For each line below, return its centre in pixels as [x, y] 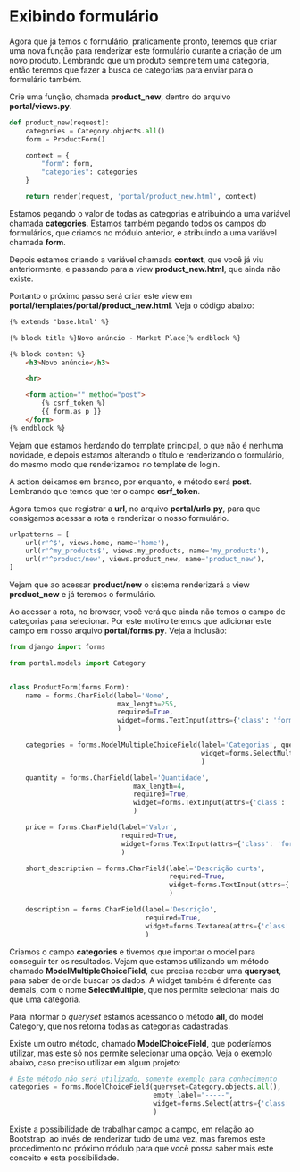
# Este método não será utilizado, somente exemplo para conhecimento [143, 1079]
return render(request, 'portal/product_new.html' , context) [141, 197]
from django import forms [57, 647]
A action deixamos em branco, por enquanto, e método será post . [131, 482]
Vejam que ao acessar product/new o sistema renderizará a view [129, 585]
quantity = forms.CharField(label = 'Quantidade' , [117, 778]
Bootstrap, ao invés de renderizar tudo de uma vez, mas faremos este [137, 1138]
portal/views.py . [41, 106]
